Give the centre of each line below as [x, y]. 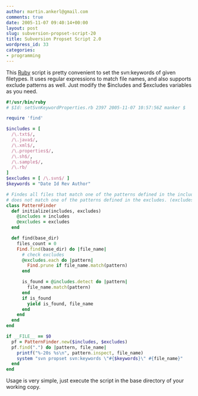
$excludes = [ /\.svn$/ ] [38, 178]
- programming [24, 56]
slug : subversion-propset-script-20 [51, 34]
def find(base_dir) [35, 238]
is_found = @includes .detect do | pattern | [75, 282]
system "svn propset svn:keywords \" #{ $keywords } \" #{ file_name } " [100, 358]
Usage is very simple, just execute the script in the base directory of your [95, 381]
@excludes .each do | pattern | [57, 260]
